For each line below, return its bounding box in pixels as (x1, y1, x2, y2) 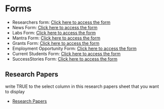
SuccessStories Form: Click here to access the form (12, 56, 118, 62)
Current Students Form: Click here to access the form (12, 50, 121, 57)
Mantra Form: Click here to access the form (12, 35, 101, 41)
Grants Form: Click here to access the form (12, 40, 100, 46)
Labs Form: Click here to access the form (12, 30, 96, 36)
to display (5, 88, 25, 94)
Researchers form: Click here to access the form (12, 19, 110, 25)
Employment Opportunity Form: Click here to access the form (12, 45, 137, 51)
